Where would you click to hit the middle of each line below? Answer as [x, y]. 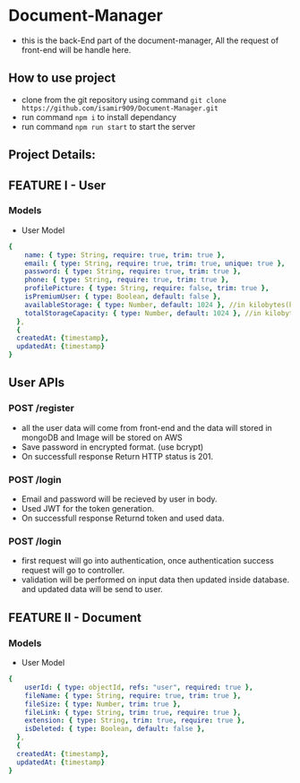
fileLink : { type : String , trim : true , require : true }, [133, 712]
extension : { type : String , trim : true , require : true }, [135, 721]
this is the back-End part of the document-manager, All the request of [150, 40]
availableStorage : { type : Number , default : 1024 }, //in [135, 305]
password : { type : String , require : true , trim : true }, [133, 271]
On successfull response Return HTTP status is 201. [117, 456]
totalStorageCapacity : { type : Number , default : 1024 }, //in [143, 313]
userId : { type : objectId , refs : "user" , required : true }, [139, 687]
